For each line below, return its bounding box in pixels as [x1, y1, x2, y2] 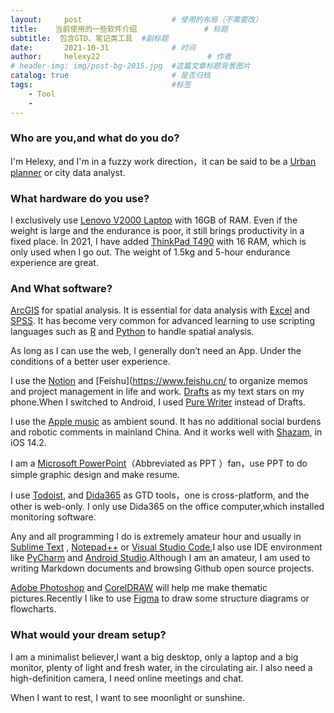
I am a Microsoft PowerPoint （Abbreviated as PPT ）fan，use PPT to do [10, 457, 308, 470]
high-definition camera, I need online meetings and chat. [10, 672, 244, 684]
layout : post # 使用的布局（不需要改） [10, 14, 263, 25]
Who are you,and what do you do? [10, 131, 180, 145]
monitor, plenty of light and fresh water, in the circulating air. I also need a [10, 661, 313, 673]
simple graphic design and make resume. [10, 469, 180, 481]
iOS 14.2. [10, 437, 47, 449]
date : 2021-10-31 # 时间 [10, 42, 196, 53]
